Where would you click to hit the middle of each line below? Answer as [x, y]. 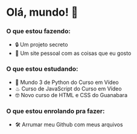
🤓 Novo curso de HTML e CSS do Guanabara [71, 95]
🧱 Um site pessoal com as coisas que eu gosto [73, 53]
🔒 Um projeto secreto [41, 45]
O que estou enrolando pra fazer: [56, 111]
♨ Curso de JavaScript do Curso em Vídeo [68, 88]
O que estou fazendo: [38, 31]
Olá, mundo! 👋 [42, 12]
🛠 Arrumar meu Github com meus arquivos [69, 125]
